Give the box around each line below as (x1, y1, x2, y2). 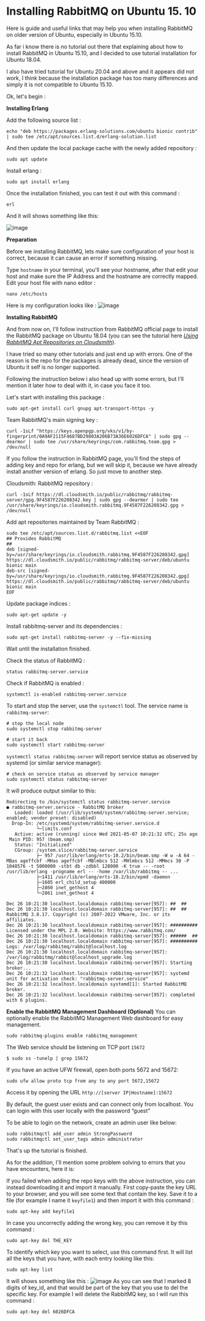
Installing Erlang (6, 104, 49, 111)
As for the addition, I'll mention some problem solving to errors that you (6, 1159, 186, 1166)
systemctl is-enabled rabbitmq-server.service (6, 691, 127, 698)
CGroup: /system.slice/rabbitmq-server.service (14, 847, 138, 853)
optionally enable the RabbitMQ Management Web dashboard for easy (6, 1014, 184, 1022)
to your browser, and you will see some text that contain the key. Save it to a (6, 1190, 198, 1197)
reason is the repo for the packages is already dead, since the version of (6, 356, 189, 364)
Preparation (6, 236, 37, 243)
